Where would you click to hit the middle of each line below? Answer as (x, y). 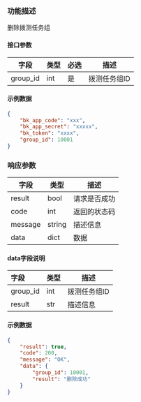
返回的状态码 (94, 212)
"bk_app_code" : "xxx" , (53, 120)
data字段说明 (26, 258)
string (57, 225)
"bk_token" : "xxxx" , (50, 133)
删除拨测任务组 (29, 28)
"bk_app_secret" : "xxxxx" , (59, 127)
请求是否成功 (94, 199)
